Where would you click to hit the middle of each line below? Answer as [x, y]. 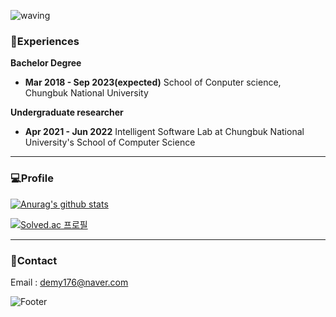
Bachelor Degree [46, 63]
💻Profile [32, 178]
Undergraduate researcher [67, 112]
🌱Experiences [45, 41]
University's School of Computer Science [110, 142]
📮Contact [34, 260]
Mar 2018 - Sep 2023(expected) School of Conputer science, [153, 82]
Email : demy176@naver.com [69, 282]
